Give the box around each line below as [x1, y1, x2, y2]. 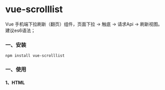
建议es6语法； [5, 27, 36, 34]
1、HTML [5, 79, 25, 85]
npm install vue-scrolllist [5, 53, 65, 58]
